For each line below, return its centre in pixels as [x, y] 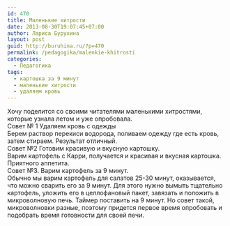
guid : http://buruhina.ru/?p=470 [56, 46]
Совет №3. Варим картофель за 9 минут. [68, 171]
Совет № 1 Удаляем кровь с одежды [62, 126]
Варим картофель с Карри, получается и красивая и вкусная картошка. [114, 156]
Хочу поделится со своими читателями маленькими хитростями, [105, 112]
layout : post [26, 40]
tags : [15, 72]
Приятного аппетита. [38, 163]
